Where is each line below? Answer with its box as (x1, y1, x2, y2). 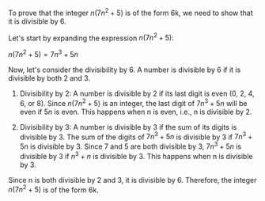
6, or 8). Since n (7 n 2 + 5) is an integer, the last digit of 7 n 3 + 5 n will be (19, 97, 248, 108)
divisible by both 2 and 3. (8, 73, 91, 82)
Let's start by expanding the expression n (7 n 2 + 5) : (8, 32, 174, 43)
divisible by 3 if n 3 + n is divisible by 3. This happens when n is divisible (19, 150, 253, 161)
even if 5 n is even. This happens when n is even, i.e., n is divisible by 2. (19, 107, 252, 116)
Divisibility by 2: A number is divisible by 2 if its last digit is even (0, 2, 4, (19, 89, 255, 98)
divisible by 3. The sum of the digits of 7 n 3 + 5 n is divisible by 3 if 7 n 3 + (19, 131, 253, 142)
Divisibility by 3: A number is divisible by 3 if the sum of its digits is (19, 122, 237, 131)
